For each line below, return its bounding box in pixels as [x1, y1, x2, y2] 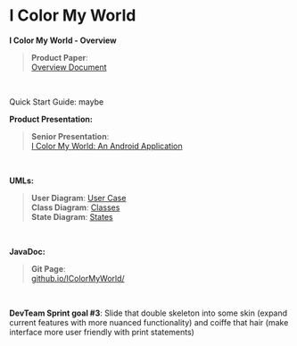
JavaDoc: [9, 246, 46, 257]
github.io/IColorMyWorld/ [30, 273, 125, 283]
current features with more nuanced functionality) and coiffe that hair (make [9, 316, 289, 327]
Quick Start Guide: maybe [9, 96, 104, 107]
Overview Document [30, 62, 107, 72]
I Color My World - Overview [9, 35, 118, 46]
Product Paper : [30, 52, 88, 63]
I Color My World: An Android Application [30, 140, 183, 151]
